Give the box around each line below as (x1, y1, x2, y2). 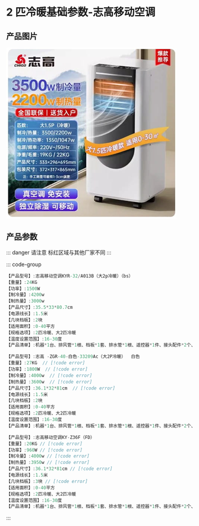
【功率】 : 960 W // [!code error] (6, 447, 83, 453)
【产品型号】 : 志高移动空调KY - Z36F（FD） (6, 434, 95, 440)
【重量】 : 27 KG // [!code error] (6, 360, 86, 366)
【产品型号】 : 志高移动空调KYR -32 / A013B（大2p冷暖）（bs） (6, 273, 134, 279)
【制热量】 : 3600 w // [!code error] (6, 379, 93, 385)
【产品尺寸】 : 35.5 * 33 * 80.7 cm (6, 305, 73, 311)
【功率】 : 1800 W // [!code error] (6, 366, 88, 373)
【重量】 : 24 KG (6, 279, 37, 285)
